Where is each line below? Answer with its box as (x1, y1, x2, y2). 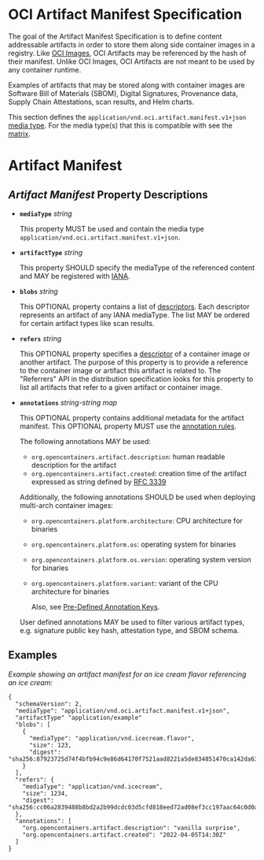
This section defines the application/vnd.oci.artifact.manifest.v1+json (8, 112, 247, 121)
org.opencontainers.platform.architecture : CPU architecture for (31, 516, 244, 525)
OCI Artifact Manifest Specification (8, 6, 242, 24)
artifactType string (19, 247, 83, 257)
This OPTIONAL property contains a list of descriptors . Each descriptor (19, 302, 250, 311)
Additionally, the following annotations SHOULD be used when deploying (19, 492, 256, 502)
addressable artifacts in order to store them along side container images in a (8, 39, 255, 49)
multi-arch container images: (19, 500, 114, 510)
